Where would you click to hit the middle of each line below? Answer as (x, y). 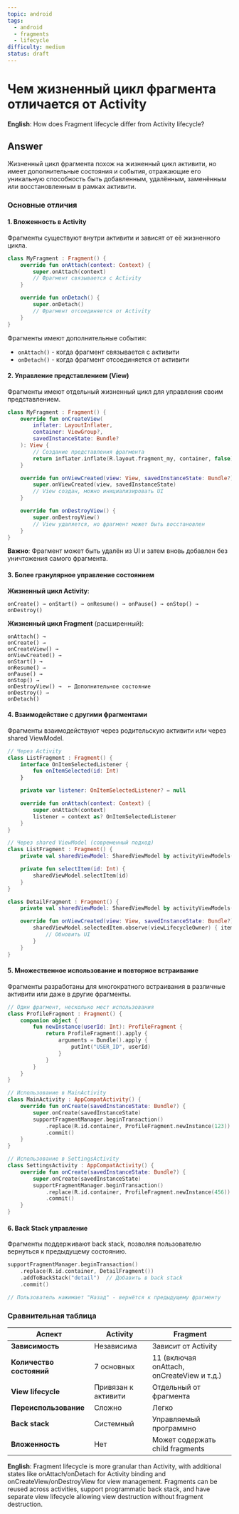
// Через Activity (34, 751)
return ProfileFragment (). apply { (96, 1034)
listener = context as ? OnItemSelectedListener (105, 817)
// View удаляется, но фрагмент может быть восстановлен (119, 524)
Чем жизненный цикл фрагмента (112, 89)
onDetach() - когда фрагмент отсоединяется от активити (103, 359)
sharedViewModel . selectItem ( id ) (81, 875)
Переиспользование (48, 1408)
